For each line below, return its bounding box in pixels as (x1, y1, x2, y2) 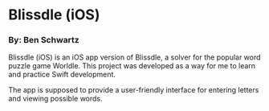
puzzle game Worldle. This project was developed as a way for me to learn (8, 61, 255, 71)
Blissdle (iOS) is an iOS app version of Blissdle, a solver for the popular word (8, 52, 261, 62)
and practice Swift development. (8, 70, 116, 80)
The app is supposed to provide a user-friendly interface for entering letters (8, 85, 259, 95)
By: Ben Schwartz (8, 35, 79, 46)
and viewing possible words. (8, 94, 103, 104)
